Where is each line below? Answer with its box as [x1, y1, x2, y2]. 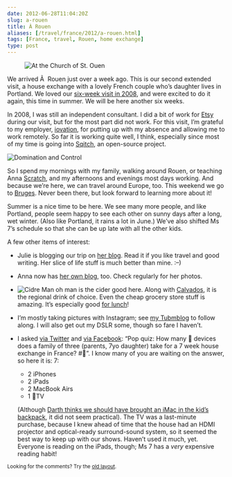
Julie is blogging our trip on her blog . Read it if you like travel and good [17, 251, 220, 259]
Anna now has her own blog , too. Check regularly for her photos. [17, 272, 203, 280]
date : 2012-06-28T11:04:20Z [7, 10, 89, 17]
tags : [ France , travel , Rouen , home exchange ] [7, 36, 144, 43]
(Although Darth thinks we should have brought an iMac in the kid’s [17, 406, 209, 413]
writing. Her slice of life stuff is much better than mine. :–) [17, 259, 181, 267]
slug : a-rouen [7, 17, 48, 24]
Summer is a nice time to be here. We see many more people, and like [7, 202, 206, 210]
